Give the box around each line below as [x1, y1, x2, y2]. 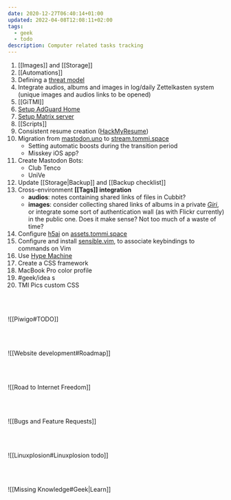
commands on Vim [17, 244, 71, 252]
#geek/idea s [17, 274, 56, 281]
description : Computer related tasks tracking [8, 42, 144, 49]
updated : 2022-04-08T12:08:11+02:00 [8, 17, 113, 23]
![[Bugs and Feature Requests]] [8, 417, 97, 425]
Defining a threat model [17, 76, 85, 83]
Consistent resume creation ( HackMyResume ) [17, 127, 148, 135]
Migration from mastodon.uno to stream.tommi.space [17, 134, 169, 142]
